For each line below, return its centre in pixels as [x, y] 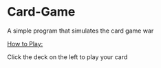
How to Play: [25, 44]
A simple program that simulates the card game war [80, 31]
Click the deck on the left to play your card [67, 57]
